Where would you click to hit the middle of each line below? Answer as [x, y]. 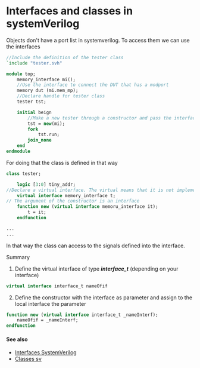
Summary [18, 257]
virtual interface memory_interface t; [66, 195]
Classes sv [28, 359]
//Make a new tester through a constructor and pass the [99, 118]
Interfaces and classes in [69, 11]
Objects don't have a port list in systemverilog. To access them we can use [98, 40]
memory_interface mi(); [46, 79]
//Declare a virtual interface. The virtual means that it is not [90, 190]
